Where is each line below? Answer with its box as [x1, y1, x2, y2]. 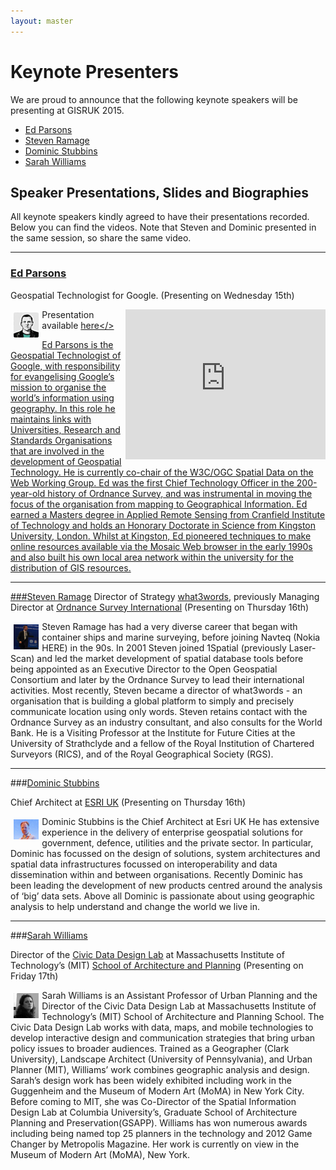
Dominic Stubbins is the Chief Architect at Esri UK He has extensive [41, 815, 320, 827]
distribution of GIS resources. [10, 561, 132, 574]
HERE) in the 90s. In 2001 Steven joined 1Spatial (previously [41, 641, 287, 654]
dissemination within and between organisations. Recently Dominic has [10, 868, 303, 880]
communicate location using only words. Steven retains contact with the [10, 705, 308, 717]
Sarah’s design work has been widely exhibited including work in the [10, 1074, 292, 1086]
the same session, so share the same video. [10, 232, 192, 244]
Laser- [288, 641, 317, 654]
